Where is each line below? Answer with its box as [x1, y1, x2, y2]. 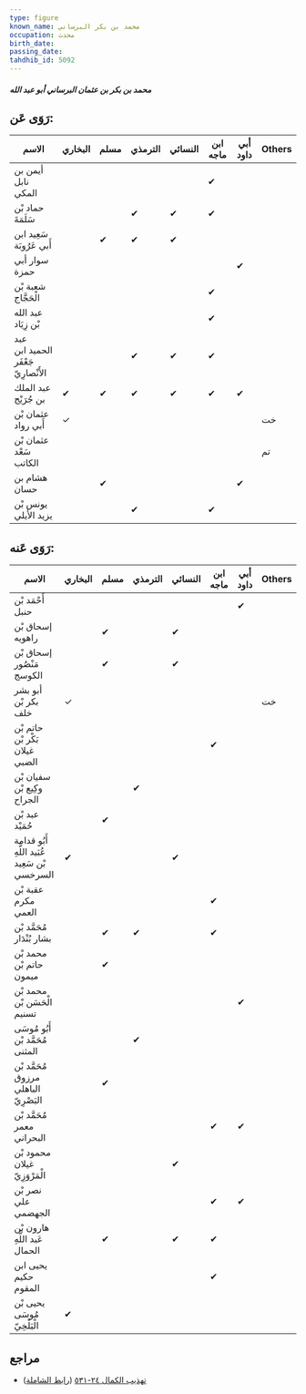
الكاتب [14, 456, 39, 469]
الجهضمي [14, 1206, 51, 1219]
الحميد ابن [14, 343, 53, 356]
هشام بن [14, 471, 48, 484]
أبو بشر [14, 684, 43, 697]
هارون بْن [14, 1222, 50, 1235]
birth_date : [9, 38, 55, 48]
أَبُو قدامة [14, 835, 48, 847]
